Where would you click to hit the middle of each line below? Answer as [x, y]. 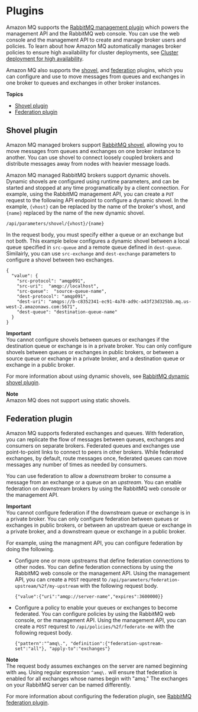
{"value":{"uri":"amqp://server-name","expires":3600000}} [89, 596]
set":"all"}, [31, 649]
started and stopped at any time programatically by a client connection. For [98, 187]
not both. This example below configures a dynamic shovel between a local [98, 241]
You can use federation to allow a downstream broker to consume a [89, 476]
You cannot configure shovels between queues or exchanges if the [88, 339]
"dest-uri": [31, 302]
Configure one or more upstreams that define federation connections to [102, 561]
